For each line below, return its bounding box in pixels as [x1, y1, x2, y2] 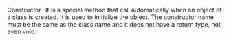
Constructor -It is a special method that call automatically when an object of [7, 6, 222, 14]
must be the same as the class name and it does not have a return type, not [7, 20, 221, 28]
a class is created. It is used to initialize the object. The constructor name [7, 13, 215, 21]
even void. [7, 27, 36, 36]
